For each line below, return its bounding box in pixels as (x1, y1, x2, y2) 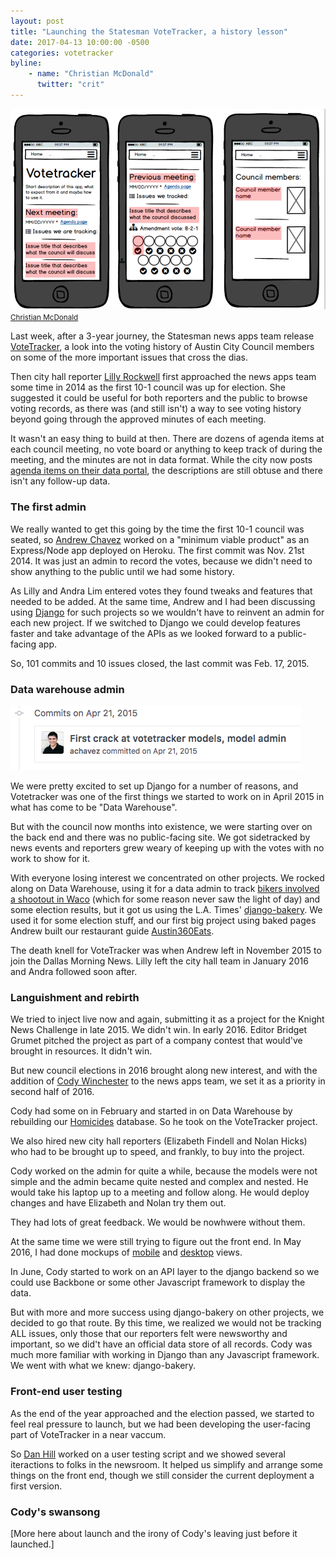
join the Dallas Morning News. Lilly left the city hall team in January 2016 (10, 955, 309, 967)
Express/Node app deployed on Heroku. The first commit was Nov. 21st (10, 544, 305, 556)
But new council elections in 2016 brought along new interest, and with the (10, 1065, 318, 1077)
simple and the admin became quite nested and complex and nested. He (10, 1176, 309, 1188)
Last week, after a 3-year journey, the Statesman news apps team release (10, 330, 315, 342)
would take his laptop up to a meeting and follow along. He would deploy (10, 1186, 310, 1199)
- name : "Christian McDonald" (28, 69, 155, 79)
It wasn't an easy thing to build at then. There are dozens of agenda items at (10, 433, 325, 445)
